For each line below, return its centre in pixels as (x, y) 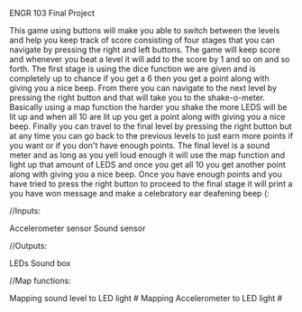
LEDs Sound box (40, 263)
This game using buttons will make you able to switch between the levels (145, 30)
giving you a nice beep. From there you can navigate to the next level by (143, 88)
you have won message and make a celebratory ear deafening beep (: (140, 193)
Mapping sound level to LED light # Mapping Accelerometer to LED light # (146, 298)
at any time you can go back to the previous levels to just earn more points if (151, 136)
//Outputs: (28, 246)
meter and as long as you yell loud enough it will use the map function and (147, 155)
